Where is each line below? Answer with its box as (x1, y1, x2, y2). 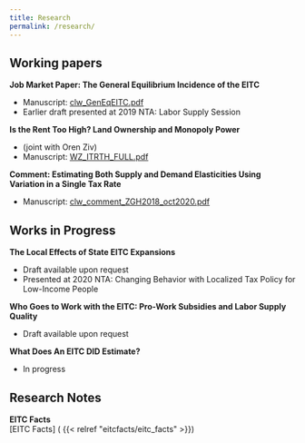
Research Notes (9, 389, 102, 405)
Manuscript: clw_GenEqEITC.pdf (22, 97, 144, 108)
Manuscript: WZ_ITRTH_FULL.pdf (22, 152, 149, 162)
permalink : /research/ (9, 22, 95, 31)
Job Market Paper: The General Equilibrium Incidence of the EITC (9, 79, 261, 91)
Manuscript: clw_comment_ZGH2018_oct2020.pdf (22, 196, 211, 207)
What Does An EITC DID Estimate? (9, 346, 141, 357)
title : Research (9, 13, 71, 23)
